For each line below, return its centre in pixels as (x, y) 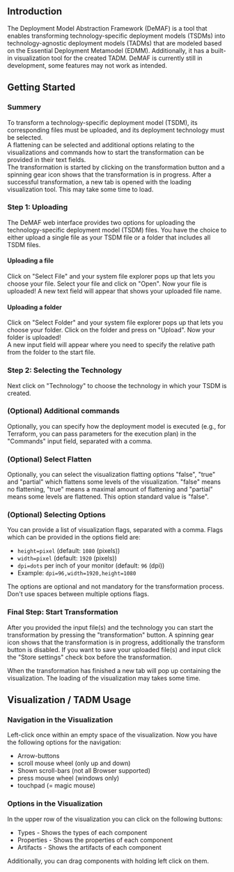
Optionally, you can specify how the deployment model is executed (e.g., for (117, 426)
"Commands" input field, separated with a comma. (80, 441)
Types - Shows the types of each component (82, 832)
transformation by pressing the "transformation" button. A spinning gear (111, 635)
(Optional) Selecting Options (56, 515)
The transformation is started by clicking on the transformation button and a (116, 167)
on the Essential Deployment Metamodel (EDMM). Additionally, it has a (108, 50)
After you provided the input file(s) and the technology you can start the (110, 627)
